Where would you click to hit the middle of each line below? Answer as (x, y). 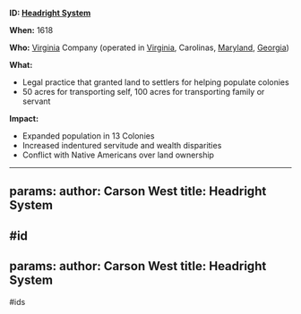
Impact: (24, 119)
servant (36, 101)
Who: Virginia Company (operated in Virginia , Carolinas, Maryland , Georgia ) (149, 47)
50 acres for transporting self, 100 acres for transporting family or (143, 92)
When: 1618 (31, 30)
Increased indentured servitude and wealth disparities (122, 145)
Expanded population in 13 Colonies (88, 136)
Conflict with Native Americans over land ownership (118, 155)
